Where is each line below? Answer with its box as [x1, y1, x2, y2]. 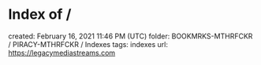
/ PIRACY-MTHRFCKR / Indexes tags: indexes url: [8, 39, 168, 49]
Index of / [8, 5, 72, 23]
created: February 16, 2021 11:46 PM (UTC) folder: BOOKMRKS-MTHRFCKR [8, 31, 253, 41]
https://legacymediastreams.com [8, 48, 116, 57]
